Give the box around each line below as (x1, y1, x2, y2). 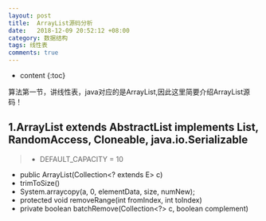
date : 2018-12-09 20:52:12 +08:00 (8, 26, 130, 34)
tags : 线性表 (8, 41, 48, 49)
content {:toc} (19, 71, 66, 80)
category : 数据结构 (8, 34, 68, 42)
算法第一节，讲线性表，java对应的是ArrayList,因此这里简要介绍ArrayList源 (8, 87, 251, 97)
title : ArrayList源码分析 (8, 19, 93, 27)
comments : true (8, 49, 59, 57)
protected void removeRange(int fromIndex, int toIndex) (19, 195, 203, 204)
